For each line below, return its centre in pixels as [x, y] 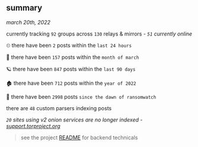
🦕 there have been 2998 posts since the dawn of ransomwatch [81, 97]
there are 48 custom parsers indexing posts [59, 108]
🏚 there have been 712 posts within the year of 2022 [71, 83]
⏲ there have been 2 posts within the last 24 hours [69, 45]
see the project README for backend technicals [79, 138]
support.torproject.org [33, 126]
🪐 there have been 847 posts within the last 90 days [71, 69]
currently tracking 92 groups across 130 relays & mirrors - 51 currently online [99, 34]
